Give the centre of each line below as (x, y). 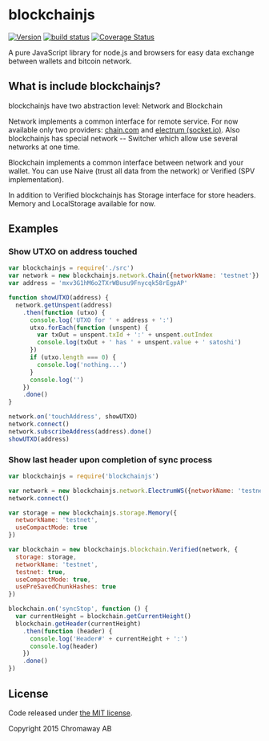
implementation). (36, 179)
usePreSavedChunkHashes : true (66, 587)
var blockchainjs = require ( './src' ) (71, 268)
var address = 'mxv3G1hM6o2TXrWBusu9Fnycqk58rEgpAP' (98, 283)
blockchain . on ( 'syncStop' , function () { (78, 609)
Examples (33, 229)
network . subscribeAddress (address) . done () (80, 431)
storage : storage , (46, 557)
